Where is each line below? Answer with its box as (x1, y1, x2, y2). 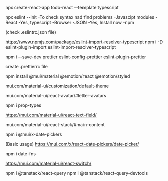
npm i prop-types (5, 102, 42, 108)
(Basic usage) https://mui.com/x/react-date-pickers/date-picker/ (5, 141, 139, 147)
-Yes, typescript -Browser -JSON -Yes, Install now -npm (18, 20, 134, 25)
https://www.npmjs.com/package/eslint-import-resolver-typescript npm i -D (5, 39, 163, 45)
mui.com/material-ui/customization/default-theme (5, 83, 109, 89)
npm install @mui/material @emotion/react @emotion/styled (5, 73, 130, 79)
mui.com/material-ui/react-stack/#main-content (5, 122, 105, 127)
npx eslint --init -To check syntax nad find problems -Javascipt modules (5, 14, 155, 20)
